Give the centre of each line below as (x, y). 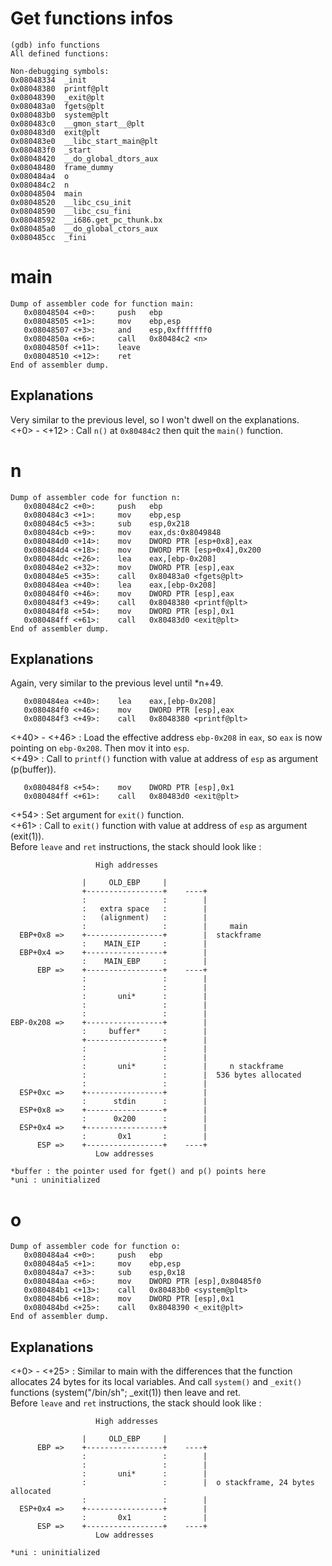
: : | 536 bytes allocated (191, 1075)
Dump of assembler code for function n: (96, 497)
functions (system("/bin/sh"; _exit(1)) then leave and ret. (126, 1393)
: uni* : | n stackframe (182, 1067)
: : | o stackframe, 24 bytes (198, 1483)
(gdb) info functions (55, 45)
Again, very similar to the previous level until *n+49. (117, 683)
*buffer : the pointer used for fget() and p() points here (138, 1172)
